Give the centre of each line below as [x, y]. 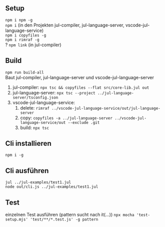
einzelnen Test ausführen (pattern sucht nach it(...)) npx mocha [70, 215]
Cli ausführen [27, 170]
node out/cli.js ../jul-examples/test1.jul [52, 187]
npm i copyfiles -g [26, 35]
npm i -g [14, 155]
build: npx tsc [34, 127]
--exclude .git [84, 122]
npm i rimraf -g [22, 40]
